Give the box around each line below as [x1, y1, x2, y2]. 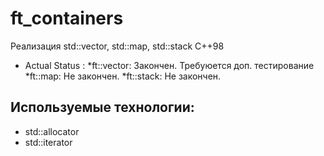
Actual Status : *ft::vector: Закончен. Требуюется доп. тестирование [24, 59, 315, 71]
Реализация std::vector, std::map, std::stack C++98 [10, 40, 225, 52]
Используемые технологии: [10, 99, 195, 116]
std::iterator [24, 136, 73, 148]
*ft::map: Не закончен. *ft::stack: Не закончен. [24, 70, 222, 82]
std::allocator [24, 125, 80, 137]
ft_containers [10, 7, 124, 30]
